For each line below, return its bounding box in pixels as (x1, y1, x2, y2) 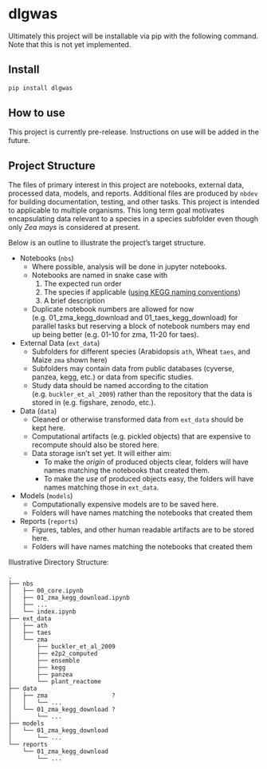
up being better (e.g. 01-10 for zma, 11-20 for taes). (31, 330, 199, 339)
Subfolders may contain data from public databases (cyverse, (31, 364, 235, 374)
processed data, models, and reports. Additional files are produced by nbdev (8, 188, 258, 198)
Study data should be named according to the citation (31, 381, 209, 390)
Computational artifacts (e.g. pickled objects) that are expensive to (31, 432, 251, 442)
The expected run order (43, 279, 122, 288)
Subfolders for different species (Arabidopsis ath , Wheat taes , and (31, 347, 251, 356)
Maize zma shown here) (31, 355, 108, 365)
